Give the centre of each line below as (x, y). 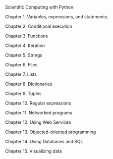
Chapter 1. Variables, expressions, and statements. (57, 17)
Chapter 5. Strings (24, 55)
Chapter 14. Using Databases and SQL (44, 141)
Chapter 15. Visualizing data (33, 151)
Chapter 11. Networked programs (39, 113)
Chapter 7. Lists (21, 74)
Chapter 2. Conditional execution (39, 26)
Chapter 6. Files (21, 65)
